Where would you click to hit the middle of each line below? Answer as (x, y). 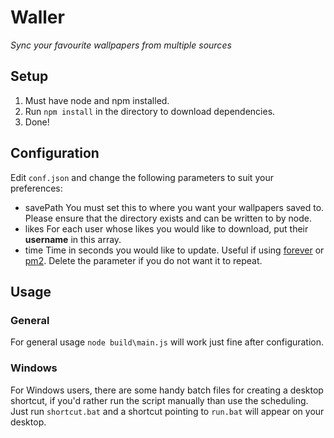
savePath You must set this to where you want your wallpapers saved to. (174, 207)
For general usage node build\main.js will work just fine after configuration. (167, 342)
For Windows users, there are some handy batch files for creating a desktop (167, 390)
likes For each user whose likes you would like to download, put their (166, 228)
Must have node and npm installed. (97, 100)
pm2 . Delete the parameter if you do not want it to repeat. (143, 260)
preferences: (36, 188)
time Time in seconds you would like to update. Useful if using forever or (174, 250)
